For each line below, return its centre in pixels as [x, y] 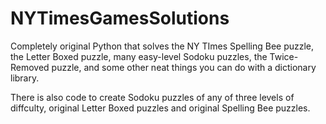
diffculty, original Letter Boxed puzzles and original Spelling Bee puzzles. [160, 108]
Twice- [284, 56]
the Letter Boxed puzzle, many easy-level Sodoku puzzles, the [139, 56]
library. [25, 78]
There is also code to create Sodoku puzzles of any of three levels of [152, 97]
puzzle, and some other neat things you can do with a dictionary [184, 67]
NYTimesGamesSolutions [120, 18]
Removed [30, 67]
